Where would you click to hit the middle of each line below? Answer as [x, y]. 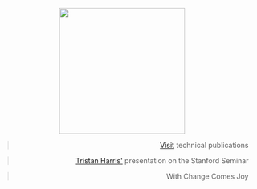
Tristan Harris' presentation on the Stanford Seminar [162, 160]
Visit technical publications [204, 145]
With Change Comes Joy [208, 176]
